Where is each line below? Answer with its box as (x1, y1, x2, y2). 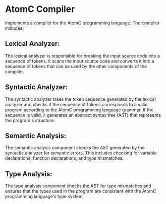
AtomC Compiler (5, 3, 75, 15)
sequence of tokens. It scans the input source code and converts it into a (5, 58, 155, 64)
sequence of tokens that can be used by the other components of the (5, 63, 147, 69)
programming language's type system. (5, 194, 84, 200)
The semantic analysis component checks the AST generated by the (5, 145, 145, 151)
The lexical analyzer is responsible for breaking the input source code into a (5, 53, 160, 59)
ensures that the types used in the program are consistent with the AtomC (5, 188, 156, 194)
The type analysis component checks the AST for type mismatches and (5, 183, 151, 189)
